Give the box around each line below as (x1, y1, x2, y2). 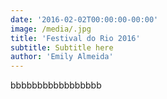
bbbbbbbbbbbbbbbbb (10, 79, 102, 91)
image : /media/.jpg (10, 24, 92, 34)
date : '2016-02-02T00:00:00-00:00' (10, 14, 159, 25)
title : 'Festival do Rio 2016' (10, 33, 141, 43)
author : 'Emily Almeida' (10, 52, 114, 62)
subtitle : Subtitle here (10, 42, 114, 53)
